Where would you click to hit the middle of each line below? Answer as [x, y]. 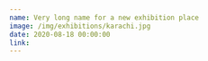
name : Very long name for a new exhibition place [104, 17]
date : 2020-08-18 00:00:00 [60, 34]
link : [19, 43]
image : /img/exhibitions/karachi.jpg [80, 26]
